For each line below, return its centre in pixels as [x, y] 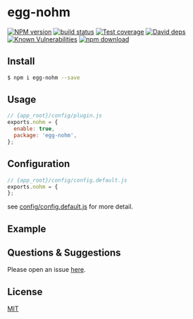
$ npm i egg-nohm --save [44, 77]
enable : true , [34, 129]
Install [21, 62]
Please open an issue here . [46, 270]
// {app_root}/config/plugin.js [55, 116]
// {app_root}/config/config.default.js [68, 180]
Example [27, 229]
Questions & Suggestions [64, 253]
